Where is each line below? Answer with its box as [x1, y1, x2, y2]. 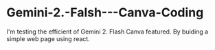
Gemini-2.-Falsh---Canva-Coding [6, 5, 204, 21]
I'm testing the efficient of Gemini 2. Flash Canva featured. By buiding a [6, 27, 209, 36]
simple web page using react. [6, 34, 90, 42]
